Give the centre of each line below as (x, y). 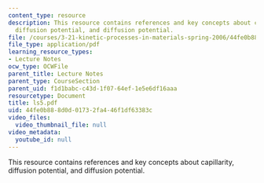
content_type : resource (47, 15)
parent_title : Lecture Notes (56, 74)
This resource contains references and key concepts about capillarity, (121, 162)
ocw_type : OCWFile (38, 67)
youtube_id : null (44, 139)
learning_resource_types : (50, 52)
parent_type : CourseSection (54, 81)
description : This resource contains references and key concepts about (130, 23)
